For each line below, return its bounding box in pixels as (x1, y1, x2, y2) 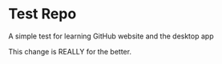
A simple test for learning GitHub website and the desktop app (8, 31, 214, 41)
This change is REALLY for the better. (8, 46, 132, 56)
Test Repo (8, 5, 77, 23)
